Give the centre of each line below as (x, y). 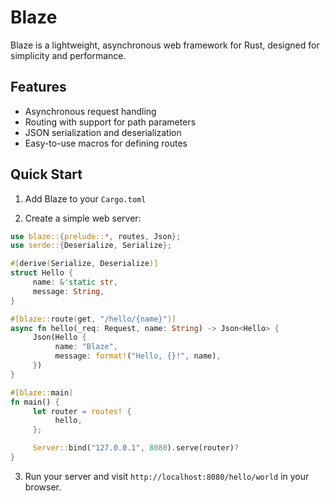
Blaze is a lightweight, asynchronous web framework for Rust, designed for (165, 45)
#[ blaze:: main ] (42, 392)
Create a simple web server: (83, 218)
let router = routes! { (82, 411)
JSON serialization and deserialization (103, 132)
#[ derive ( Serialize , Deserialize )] (84, 264)
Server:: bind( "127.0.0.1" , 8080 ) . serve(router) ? (136, 448)
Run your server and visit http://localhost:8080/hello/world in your (167, 476)
